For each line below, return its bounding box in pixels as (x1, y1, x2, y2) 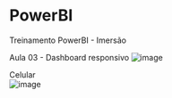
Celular (9, 69, 36, 80)
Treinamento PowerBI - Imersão (9, 35, 127, 45)
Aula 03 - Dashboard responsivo (9, 52, 130, 62)
